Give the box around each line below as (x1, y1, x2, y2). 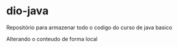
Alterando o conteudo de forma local (6, 35, 98, 42)
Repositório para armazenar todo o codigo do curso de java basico (6, 24, 173, 31)
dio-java (6, 4, 49, 18)
